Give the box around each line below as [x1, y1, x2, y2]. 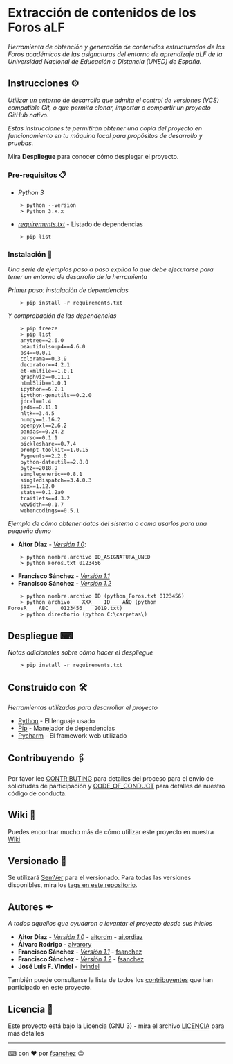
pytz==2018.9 [20, 465, 58, 472]
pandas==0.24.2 [20, 428, 64, 435]
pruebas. [8, 139, 34, 147]
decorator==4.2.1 [20, 362, 71, 369]
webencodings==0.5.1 [20, 507, 80, 514]
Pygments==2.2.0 [20, 453, 68, 459]
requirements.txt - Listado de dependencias [17, 220, 144, 228]
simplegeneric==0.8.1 [20, 471, 82, 478]
